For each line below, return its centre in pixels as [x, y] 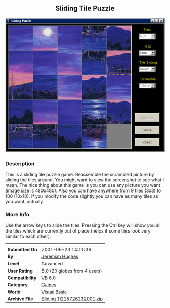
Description [20, 163]
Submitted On [22, 250]
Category [17, 285]
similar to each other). [28, 236]
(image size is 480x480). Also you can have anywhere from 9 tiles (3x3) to [83, 191]
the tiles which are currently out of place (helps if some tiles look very [78, 231]
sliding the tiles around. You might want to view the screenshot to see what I [85, 180]
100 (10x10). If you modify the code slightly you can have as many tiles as [82, 196]
